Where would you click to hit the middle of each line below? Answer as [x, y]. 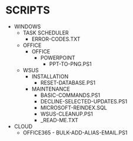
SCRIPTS [28, 10]
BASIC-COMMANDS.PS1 [70, 95]
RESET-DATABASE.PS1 [68, 82]
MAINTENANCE [51, 89]
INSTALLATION [50, 76]
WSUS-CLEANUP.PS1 [67, 114]
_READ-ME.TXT [59, 120]
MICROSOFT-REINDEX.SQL [74, 108]
